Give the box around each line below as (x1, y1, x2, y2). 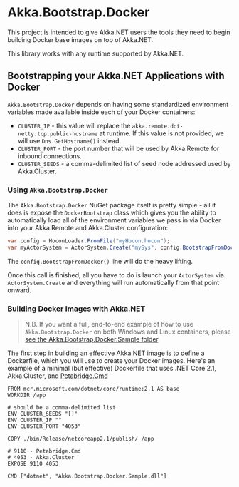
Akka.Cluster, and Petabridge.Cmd (7, 371, 108, 380)
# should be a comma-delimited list (7, 404, 116, 411)
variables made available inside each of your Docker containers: (7, 108, 196, 116)
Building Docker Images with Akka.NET (7, 304, 146, 314)
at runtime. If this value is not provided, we (99, 129, 224, 138)
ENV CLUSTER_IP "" (7, 416, 62, 424)
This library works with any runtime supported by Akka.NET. (7, 49, 184, 58)
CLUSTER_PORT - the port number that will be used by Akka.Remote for (17, 144, 220, 153)
